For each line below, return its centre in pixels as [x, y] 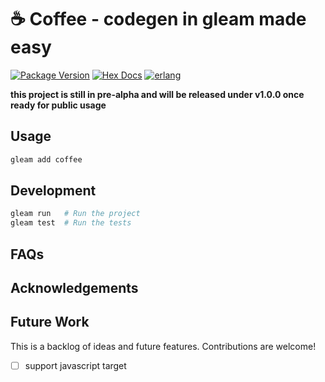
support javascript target [75, 365]
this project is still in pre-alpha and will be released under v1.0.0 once [157, 94]
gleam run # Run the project [75, 214]
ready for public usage [58, 105]
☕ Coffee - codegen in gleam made [158, 19]
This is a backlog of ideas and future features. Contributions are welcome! [163, 346]
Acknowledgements [74, 287]
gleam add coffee [46, 159]
